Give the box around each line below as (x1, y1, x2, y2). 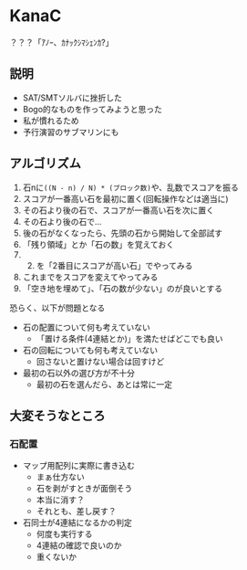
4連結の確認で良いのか (36, 540, 122, 551)
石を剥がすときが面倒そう (36, 483, 133, 494)
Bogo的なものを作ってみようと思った (22, 103, 162, 114)
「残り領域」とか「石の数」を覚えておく (22, 238, 175, 249)
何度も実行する (36, 529, 93, 540)
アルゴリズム (9, 156, 82, 172)
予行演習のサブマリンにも (22, 126, 119, 137)
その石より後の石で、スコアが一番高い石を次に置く (22, 205, 214, 216)
